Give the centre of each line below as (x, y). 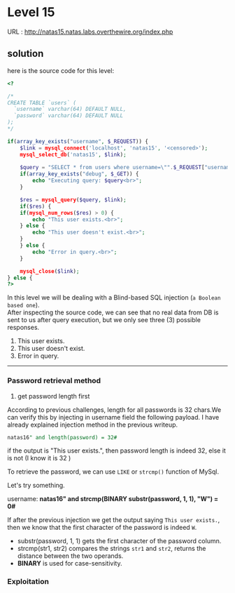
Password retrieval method (54, 381)
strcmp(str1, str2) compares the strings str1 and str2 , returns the (112, 549)
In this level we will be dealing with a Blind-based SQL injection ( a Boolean (114, 298)
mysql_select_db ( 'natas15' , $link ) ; (73, 154)
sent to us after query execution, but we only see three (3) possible (104, 320)
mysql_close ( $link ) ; (50, 271)
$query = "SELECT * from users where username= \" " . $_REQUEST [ (112, 168)
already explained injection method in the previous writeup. (93, 425)
